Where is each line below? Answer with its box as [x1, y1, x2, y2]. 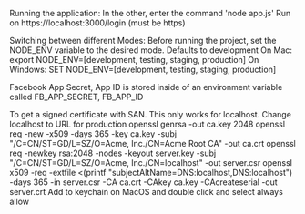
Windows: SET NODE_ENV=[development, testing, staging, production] [9, 64, 277, 75]
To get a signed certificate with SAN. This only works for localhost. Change [9, 109, 291, 119]
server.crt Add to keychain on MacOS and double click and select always [9, 187, 284, 197]
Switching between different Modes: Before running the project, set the [9, 36, 277, 46]
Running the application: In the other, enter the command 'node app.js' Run [9, 8, 291, 18]
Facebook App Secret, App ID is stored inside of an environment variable [9, 82, 283, 92]
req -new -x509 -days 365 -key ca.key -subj [9, 128, 178, 139]
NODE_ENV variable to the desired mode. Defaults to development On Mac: [9, 45, 293, 56]
